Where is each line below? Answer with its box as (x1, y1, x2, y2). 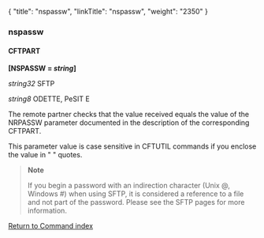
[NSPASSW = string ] (8, 63, 76, 74)
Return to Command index (8, 221, 93, 231)
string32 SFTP (8, 79, 55, 89)
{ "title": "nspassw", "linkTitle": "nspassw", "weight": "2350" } (8, 7, 209, 16)
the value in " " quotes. (8, 150, 83, 160)
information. (27, 206, 67, 216)
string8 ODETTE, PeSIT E (8, 94, 91, 104)
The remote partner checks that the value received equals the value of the (8, 110, 250, 119)
